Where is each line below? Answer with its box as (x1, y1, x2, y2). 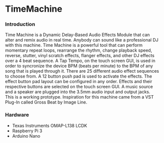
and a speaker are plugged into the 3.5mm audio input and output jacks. (5, 89, 150, 95)
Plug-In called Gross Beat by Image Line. (5, 99, 87, 105)
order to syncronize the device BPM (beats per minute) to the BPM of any (5, 63, 153, 69)
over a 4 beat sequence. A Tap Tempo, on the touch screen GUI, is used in (5, 58, 156, 64)
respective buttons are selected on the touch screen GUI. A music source (5, 84, 153, 90)
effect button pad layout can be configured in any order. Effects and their (5, 79, 153, 84)
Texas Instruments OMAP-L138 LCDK (12, 123, 87, 128)
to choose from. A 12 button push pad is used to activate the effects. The (5, 73, 152, 79)
